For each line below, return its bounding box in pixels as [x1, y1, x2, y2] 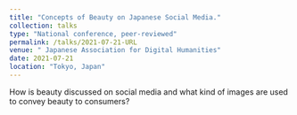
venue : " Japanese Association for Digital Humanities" [9, 46, 221, 55]
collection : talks [9, 21, 78, 30]
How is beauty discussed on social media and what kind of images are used [9, 86, 288, 97]
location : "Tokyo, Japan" [9, 63, 105, 72]
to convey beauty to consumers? [9, 96, 130, 106]
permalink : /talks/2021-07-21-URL [9, 37, 138, 47]
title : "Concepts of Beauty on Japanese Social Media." [9, 12, 221, 22]
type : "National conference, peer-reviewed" [9, 29, 177, 38]
